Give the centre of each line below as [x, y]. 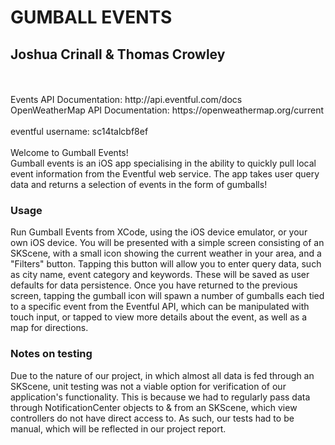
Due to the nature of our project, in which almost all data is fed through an [162, 375]
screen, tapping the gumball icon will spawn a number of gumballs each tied [167, 296]
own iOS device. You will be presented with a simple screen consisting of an [167, 243]
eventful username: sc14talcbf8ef [79, 131]
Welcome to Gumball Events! [69, 152]
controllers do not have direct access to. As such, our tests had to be [152, 418]
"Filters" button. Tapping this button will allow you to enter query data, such [166, 264]
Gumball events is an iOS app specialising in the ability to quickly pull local [163, 163]
